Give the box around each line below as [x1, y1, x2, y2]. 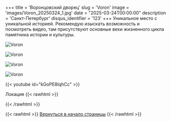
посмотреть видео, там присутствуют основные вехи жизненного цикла [5, 26, 164, 32]
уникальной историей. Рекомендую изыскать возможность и [5, 21, 140, 27]
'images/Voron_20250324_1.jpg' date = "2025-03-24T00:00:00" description [5, 10, 166, 16]
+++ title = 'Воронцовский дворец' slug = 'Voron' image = [5, 5, 129, 10]
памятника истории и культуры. [5, 32, 75, 37]
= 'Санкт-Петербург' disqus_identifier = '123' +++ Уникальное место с [5, 15, 157, 21]
